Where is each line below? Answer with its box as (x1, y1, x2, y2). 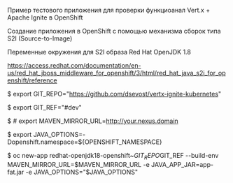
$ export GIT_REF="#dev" (7, 103, 82, 111)
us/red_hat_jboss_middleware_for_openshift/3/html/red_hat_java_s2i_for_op (7, 69, 226, 77)
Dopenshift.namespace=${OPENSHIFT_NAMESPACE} (7, 138, 162, 146)
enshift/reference (7, 76, 57, 85)
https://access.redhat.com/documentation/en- (7, 61, 141, 69)
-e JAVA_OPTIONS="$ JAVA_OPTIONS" (25, 168, 139, 176)
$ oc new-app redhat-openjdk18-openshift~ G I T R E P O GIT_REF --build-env (7, 152, 219, 161)
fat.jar (7, 168, 24, 176)
